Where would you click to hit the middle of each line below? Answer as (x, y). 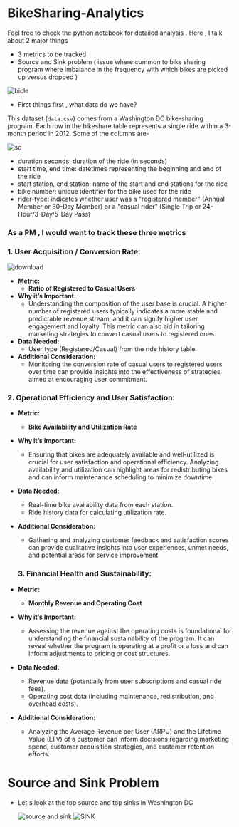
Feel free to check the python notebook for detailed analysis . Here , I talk (115, 33)
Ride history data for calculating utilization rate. (97, 513)
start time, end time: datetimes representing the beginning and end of (119, 168)
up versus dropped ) (48, 77)
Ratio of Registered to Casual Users (82, 288)
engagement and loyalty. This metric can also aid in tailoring (116, 326)
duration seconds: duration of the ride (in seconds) (92, 161)
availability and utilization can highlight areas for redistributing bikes (128, 470)
